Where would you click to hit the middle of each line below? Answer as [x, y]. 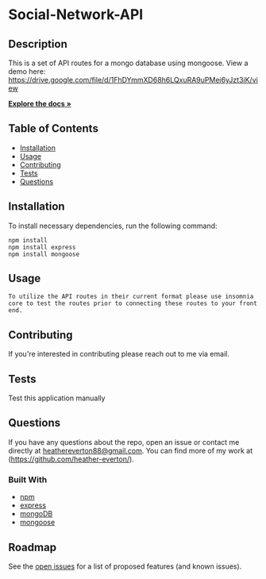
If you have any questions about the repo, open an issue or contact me [124, 442]
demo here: [27, 71]
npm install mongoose [44, 254]
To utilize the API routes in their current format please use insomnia [131, 297]
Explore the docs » [40, 104]
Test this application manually [57, 398]
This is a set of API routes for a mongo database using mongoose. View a [128, 63]
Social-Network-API [76, 15]
